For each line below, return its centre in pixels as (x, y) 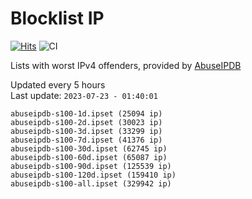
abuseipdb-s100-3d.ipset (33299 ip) (86, 131)
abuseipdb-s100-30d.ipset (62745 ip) (89, 148)
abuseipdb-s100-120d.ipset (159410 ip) (93, 175)
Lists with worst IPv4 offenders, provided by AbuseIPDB (126, 65)
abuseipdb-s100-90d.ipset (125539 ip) (91, 166)
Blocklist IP (57, 18)
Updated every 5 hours (58, 84)
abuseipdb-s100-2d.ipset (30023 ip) (86, 122)
